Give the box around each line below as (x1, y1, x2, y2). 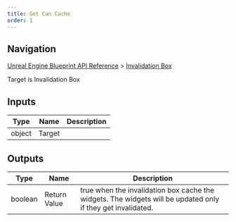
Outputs (7, 152, 44, 164)
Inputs (7, 96, 37, 108)
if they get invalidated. (80, 202, 154, 212)
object (11, 128, 32, 138)
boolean (11, 194, 38, 204)
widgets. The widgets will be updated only (80, 194, 220, 204)
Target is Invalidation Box (7, 75, 81, 84)
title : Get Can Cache (7, 10, 71, 18)
